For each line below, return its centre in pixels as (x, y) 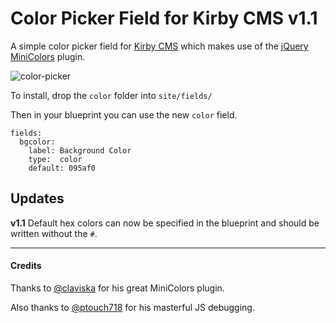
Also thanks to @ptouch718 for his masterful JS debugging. (132, 307)
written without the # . (54, 233)
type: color (55, 159)
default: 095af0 (62, 168)
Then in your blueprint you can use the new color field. (124, 114)
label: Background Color (80, 150)
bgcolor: (37, 142)
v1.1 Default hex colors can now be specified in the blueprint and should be (165, 223)
